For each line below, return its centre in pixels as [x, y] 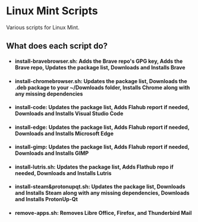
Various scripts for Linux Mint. [43, 27]
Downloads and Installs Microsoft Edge [64, 133]
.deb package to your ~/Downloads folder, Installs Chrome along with [102, 87]
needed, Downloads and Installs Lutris [63, 173]
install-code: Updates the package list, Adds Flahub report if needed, [102, 107]
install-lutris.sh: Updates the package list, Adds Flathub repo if [94, 167]
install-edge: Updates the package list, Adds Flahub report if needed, [102, 127]
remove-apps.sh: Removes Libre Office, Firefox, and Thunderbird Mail [103, 213]
